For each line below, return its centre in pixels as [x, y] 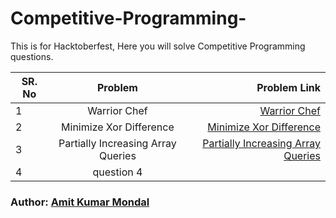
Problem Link [288, 87]
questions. [32, 56]
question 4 [117, 172]
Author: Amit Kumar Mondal [80, 202]
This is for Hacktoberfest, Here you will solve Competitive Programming [158, 46]
